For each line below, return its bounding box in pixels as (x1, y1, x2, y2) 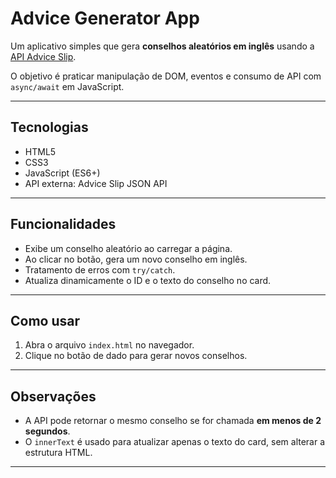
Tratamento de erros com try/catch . (24, 263, 176, 276)
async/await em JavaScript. (10, 80, 125, 92)
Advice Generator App (10, 7, 200, 30)
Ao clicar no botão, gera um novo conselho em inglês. (24, 253, 248, 265)
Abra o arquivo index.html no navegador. (24, 339, 195, 351)
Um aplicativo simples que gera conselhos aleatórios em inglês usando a (10, 40, 315, 52)
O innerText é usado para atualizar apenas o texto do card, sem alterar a (24, 436, 326, 448)
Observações (10, 388, 97, 405)
